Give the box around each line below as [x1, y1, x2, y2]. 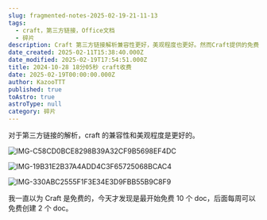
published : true [8, 85, 62, 94]
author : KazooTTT [8, 78, 66, 86]
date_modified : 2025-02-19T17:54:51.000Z [8, 56, 148, 64]
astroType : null [8, 100, 62, 108]
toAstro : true [8, 93, 56, 101]
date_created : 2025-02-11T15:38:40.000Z [8, 48, 145, 56]
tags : [8, 19, 26, 27]
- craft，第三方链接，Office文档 [15, 26, 115, 34]
